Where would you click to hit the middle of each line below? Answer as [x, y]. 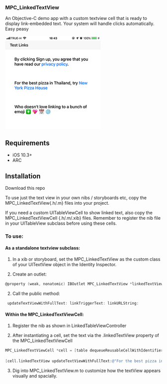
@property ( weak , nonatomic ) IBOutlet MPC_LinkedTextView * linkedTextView [84, 284]
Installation [23, 176]
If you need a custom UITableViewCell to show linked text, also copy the [79, 212]
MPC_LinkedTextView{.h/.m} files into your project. [57, 203]
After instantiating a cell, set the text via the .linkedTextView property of [86, 335]
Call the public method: [36, 293]
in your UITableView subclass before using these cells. [61, 223]
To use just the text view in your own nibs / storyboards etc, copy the [76, 197]
